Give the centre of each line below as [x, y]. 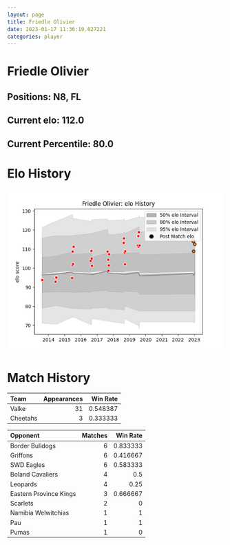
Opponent [25, 436]
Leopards [24, 484]
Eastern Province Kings [43, 493]
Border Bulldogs [33, 446]
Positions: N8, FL [44, 97]
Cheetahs [24, 419]
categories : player [35, 37]
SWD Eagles [28, 465]
